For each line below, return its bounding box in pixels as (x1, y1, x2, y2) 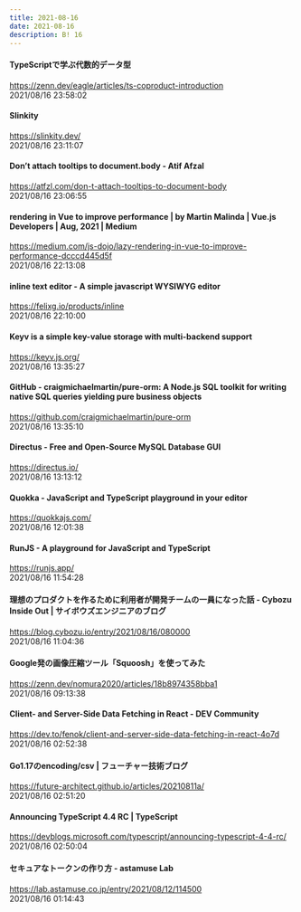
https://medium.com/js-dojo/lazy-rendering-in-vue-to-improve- (9, 241, 247, 252)
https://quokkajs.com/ (9, 512, 92, 523)
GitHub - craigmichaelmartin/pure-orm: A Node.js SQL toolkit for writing (9, 382, 287, 393)
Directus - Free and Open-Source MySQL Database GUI (9, 442, 221, 452)
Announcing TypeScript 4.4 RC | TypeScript (9, 811, 178, 822)
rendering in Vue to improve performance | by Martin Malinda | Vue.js (9, 211, 277, 222)
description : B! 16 (9, 30, 83, 39)
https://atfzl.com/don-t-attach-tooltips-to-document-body (9, 180, 228, 191)
